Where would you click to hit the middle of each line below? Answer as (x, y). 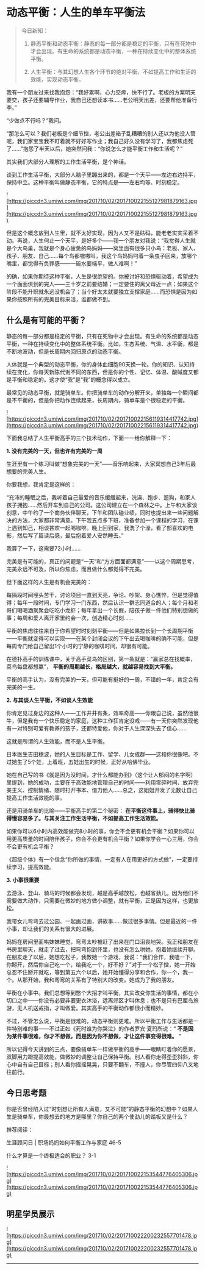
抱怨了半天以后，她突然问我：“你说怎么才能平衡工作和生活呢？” (103, 148)
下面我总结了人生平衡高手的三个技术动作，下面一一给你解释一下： (89, 438)
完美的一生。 (22, 687)
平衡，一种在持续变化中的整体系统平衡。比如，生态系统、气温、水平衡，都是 (103, 344)
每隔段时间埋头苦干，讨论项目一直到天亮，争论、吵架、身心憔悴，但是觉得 (100, 594)
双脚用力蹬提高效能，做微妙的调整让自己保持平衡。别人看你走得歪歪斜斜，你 (103, 1057)
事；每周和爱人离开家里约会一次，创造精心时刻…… (70, 618)
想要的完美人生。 (28, 471)
